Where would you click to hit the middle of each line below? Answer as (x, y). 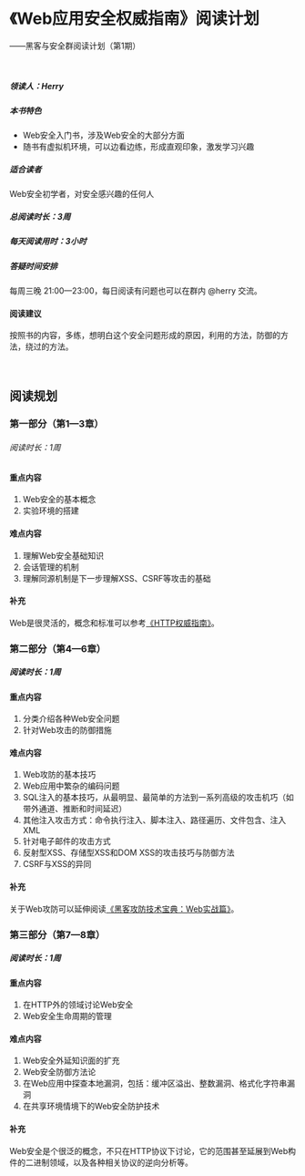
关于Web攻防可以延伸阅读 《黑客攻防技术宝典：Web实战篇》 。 (124, 909)
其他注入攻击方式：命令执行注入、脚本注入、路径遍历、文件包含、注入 (154, 820)
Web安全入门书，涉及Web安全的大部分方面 (103, 135)
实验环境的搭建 (51, 511)
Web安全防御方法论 (59, 1072)
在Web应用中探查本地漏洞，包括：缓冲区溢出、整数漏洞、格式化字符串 (155, 1083)
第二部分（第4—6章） (58, 648)
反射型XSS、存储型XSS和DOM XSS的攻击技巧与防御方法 (128, 852)
